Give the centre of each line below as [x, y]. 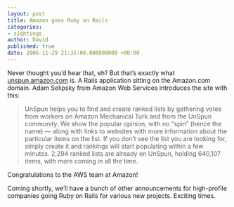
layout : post [26, 14]
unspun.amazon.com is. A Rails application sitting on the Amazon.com [109, 80]
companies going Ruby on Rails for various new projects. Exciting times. [111, 195]
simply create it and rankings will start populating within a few [114, 146]
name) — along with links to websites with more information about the [125, 131]
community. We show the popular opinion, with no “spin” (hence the [123, 123]
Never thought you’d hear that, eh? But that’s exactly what [91, 73]
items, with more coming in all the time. [81, 161]
